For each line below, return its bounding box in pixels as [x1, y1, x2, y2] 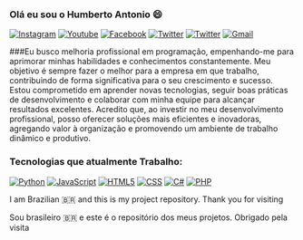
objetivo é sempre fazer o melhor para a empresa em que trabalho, [9, 65, 260, 76]
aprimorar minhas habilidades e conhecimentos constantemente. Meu [9, 56, 271, 67]
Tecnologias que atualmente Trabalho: [9, 156, 183, 168]
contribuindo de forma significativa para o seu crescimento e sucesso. [9, 75, 274, 86]
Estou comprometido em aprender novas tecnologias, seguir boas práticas [9, 85, 288, 96]
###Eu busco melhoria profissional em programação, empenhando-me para [9, 46, 295, 57]
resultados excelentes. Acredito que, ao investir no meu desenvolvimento [9, 104, 284, 115]
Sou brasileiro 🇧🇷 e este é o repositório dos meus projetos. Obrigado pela [9, 212, 288, 223]
